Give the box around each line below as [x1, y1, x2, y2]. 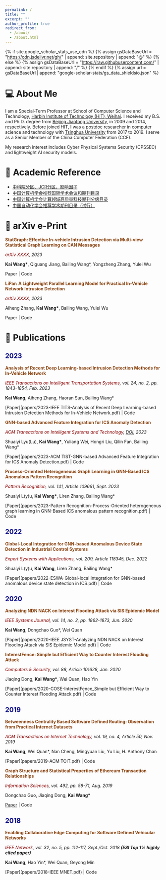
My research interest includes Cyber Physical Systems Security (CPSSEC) [5, 144, 157, 150]
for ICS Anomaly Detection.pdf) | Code [5, 458, 84, 465]
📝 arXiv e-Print [5, 220, 67, 231]
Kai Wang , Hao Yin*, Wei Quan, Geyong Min [5, 859, 95, 865]
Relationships [5, 773, 34, 779]
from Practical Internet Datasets [5, 724, 73, 730]
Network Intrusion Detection [5, 285, 65, 291]
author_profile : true [5, 21, 50, 26]
